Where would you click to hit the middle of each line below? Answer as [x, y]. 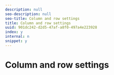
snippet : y [16, 41]
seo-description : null [28, 14]
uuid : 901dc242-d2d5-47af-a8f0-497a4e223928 [51, 28]
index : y [14, 32]
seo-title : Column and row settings [42, 18]
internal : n [17, 37]
